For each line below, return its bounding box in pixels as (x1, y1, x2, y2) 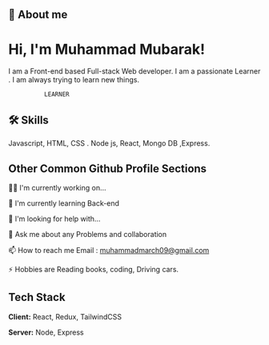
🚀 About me (8, 8, 68, 22)
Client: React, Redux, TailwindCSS (8, 311, 122, 321)
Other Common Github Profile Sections (8, 162, 207, 175)
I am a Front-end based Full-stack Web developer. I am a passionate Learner (8, 66, 261, 76)
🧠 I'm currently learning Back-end (8, 198, 120, 208)
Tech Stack (8, 291, 66, 304)
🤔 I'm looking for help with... (8, 214, 101, 223)
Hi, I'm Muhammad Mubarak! (8, 40, 206, 58)
